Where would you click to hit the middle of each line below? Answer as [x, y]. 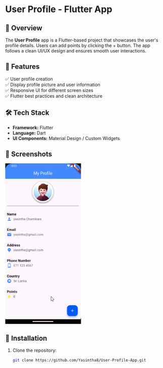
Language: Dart [29, 133]
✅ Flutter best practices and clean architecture [54, 96]
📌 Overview [24, 28]
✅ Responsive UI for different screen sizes [49, 90]
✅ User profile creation [29, 79]
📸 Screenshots [29, 154]
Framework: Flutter [33, 127]
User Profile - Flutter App [59, 9]
